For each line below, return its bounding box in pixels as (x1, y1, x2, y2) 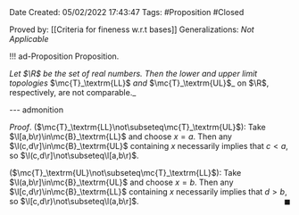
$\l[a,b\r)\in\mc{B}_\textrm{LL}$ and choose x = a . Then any (9, 131, 232, 142)
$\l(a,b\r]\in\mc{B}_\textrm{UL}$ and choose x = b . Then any (9, 177, 234, 187)
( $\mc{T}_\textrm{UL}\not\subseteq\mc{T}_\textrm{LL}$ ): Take (9, 168, 242, 178)
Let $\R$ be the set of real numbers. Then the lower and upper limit (9, 69, 258, 79)
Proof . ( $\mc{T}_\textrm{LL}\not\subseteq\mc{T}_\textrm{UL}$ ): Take (9, 122, 266, 132)
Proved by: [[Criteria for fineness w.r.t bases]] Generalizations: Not (9, 24, 254, 35)
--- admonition (9, 104, 64, 115)
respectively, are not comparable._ (9, 87, 137, 97)
